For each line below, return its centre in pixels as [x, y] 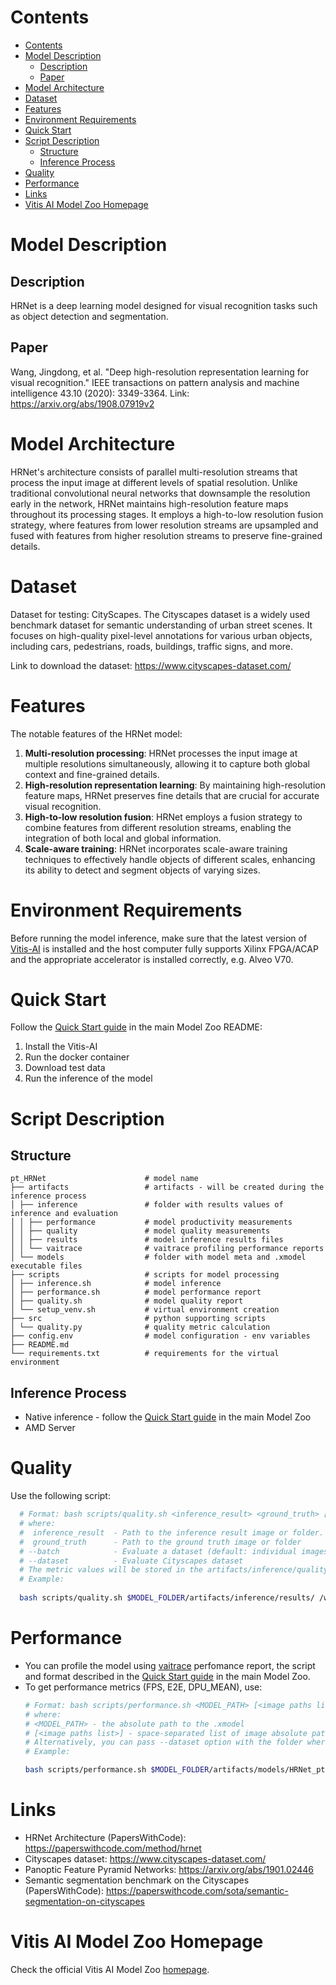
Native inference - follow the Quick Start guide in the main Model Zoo [168, 1417]
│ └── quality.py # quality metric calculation [140, 1327]
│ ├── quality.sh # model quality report [127, 1301]
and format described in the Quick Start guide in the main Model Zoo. [167, 1676]
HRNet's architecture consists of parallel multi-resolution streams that [154, 472]
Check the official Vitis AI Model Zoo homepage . [110, 1969]
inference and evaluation [64, 1214]
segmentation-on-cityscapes [84, 1901]
